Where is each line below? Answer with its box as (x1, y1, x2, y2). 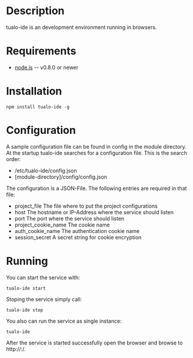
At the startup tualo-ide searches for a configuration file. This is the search (6, 149, 187, 156)
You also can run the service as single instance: (6, 317, 122, 324)
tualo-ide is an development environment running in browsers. (6, 24, 157, 31)
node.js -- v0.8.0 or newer (14, 64, 79, 71)
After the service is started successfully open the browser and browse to (6, 339, 183, 346)
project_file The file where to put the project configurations (14, 202, 158, 209)
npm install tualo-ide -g (6, 104, 69, 110)
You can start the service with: (6, 274, 81, 281)
